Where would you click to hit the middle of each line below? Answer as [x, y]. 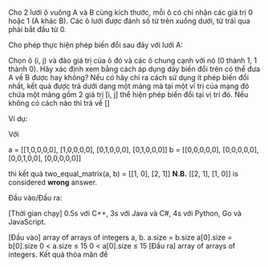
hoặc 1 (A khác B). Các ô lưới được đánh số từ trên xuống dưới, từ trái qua [129, 21]
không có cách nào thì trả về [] [59, 103]
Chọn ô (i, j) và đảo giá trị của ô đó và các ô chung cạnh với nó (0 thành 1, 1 [133, 61]
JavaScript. [27, 222]
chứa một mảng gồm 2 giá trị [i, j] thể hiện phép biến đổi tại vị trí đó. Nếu [128, 95]
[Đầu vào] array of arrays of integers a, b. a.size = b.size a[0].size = [120, 237]
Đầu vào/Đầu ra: [35, 198]
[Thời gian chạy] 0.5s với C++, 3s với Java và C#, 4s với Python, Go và [125, 213]
